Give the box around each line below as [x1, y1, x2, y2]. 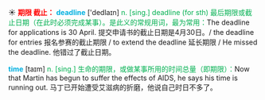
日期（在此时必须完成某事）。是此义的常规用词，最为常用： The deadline [14, 17, 250, 27]
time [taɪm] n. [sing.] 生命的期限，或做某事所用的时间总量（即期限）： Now [8, 64, 250, 74]
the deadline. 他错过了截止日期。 [8, 48, 116, 56]
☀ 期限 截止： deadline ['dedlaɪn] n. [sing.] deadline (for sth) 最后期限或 [8, 8, 246, 17]
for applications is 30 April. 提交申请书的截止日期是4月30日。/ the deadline [8, 28, 255, 37]
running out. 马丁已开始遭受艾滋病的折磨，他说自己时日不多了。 [8, 83, 217, 92]
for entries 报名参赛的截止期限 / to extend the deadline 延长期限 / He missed [8, 37, 258, 47]
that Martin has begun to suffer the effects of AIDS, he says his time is [8, 73, 239, 83]
